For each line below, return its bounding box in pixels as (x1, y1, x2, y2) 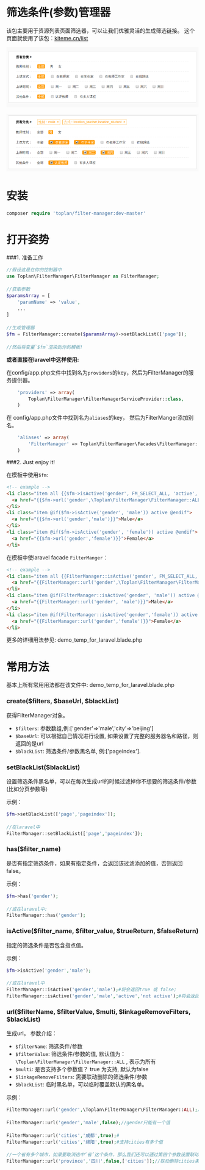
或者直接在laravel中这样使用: (6, 356, 79, 363)
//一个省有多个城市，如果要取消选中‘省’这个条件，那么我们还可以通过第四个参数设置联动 (6, 1152, 200, 1158)
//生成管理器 (6, 325, 35, 331)
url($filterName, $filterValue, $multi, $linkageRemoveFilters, (6, 1007, 191, 1016)
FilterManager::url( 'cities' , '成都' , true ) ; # (6, 1132, 120, 1138)
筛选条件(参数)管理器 (6, 5, 111, 20)
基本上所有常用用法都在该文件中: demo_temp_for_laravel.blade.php (6, 681, 175, 689)
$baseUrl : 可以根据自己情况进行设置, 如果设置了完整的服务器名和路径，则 (15, 732, 199, 739)
